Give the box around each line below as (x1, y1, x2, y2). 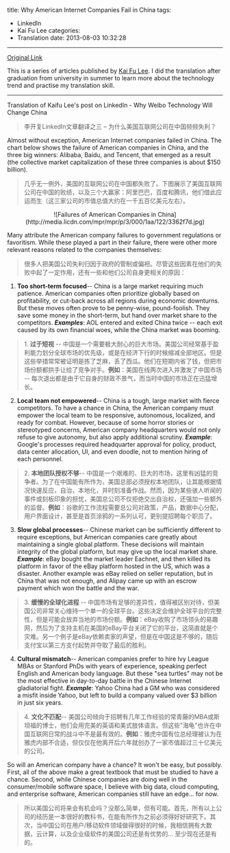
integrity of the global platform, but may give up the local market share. (16, 548, 218, 555)
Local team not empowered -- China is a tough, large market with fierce (16, 397, 220, 404)
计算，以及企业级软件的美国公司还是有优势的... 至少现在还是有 (42, 830, 217, 838)
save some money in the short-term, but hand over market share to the (16, 312, 217, 319)
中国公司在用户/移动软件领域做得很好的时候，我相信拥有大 (42, 821, 207, 829)
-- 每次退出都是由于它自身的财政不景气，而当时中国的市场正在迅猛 (23, 374, 212, 382)
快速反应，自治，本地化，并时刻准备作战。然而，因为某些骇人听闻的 (29, 487, 222, 494)
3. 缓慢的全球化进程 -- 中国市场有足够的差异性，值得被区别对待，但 (23, 598, 214, 606)
